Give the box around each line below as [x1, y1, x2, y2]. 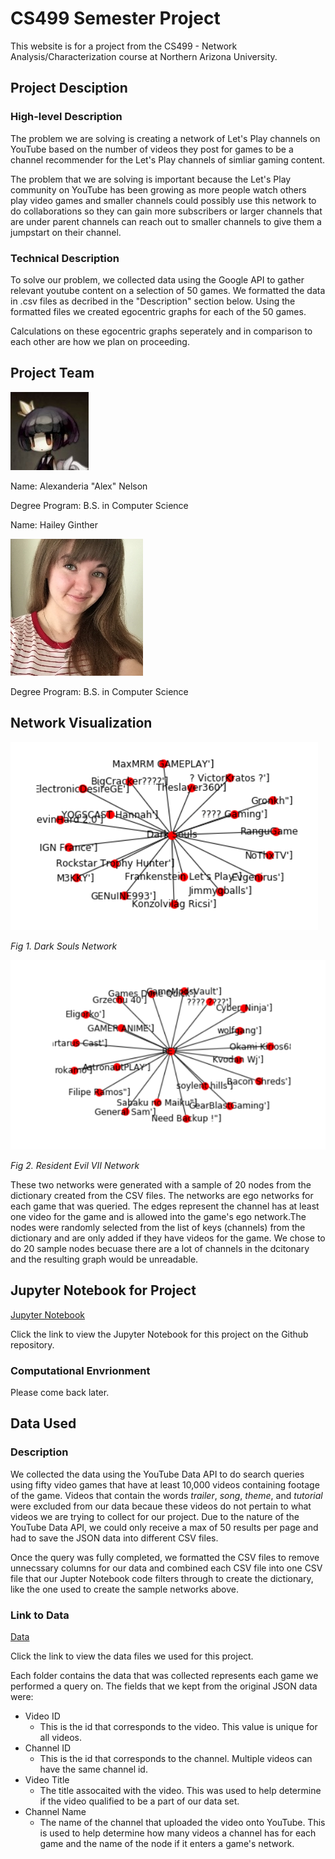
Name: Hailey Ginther [10, 518, 98, 531]
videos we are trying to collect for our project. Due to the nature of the [10, 1510, 300, 1522]
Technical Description [10, 251, 120, 265]
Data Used [10, 1415, 77, 1432]
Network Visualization [10, 715, 153, 732]
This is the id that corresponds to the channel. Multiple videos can [39, 1752, 313, 1764]
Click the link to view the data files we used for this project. [10, 1650, 254, 1662]
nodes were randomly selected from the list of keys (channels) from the [10, 1221, 306, 1233]
